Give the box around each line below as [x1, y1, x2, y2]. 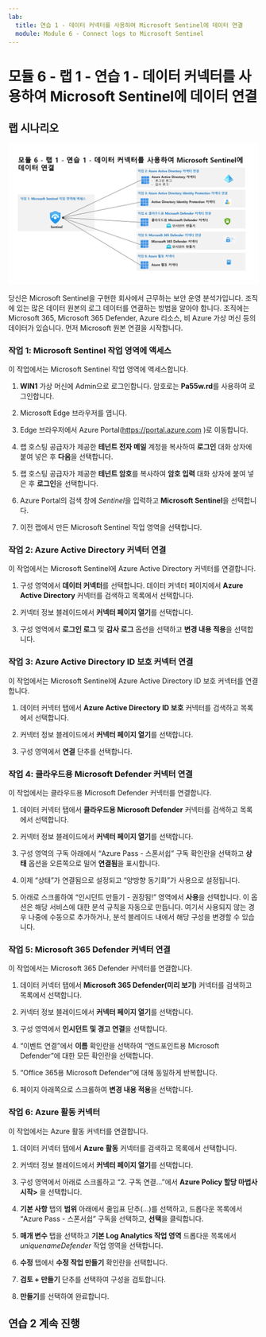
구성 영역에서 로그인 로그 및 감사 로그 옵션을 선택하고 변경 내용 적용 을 [19, 624, 233, 634]
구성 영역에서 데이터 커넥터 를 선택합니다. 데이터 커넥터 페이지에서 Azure [19, 581, 244, 590]
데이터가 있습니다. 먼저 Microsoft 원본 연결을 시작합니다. [8, 323, 183, 332]
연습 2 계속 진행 [8, 1317, 81, 1331]
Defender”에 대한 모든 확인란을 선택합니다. [19, 1051, 153, 1061]
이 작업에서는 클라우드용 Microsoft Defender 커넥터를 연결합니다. [8, 788, 212, 798]
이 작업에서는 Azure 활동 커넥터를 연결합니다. [8, 1126, 148, 1136]
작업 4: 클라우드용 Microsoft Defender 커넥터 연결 [8, 768, 193, 779]
